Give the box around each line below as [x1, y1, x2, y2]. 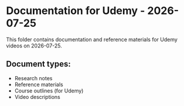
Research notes [14, 74, 53, 81]
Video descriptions [14, 93, 60, 100]
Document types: [6, 59, 71, 69]
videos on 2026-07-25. [6, 42, 63, 49]
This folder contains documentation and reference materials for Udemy [6, 36, 178, 43]
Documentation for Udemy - [6, 4, 145, 18]
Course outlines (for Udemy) [14, 87, 84, 94]
